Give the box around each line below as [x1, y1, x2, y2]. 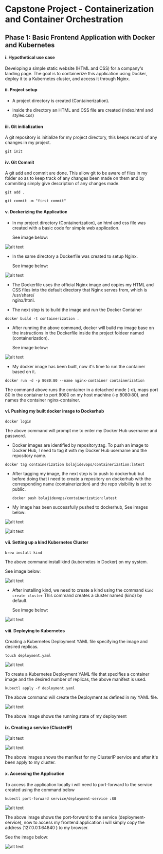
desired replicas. [5, 644, 39, 650]
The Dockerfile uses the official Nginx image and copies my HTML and [12, 282, 154, 288]
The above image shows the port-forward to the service [5, 814, 118, 820]
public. [12, 486, 26, 492]
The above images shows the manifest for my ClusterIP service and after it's [5, 754, 158, 760]
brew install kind [5, 550, 42, 555]
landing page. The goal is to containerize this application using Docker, [5, 70, 147, 76]
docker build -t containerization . [5, 316, 79, 321]
